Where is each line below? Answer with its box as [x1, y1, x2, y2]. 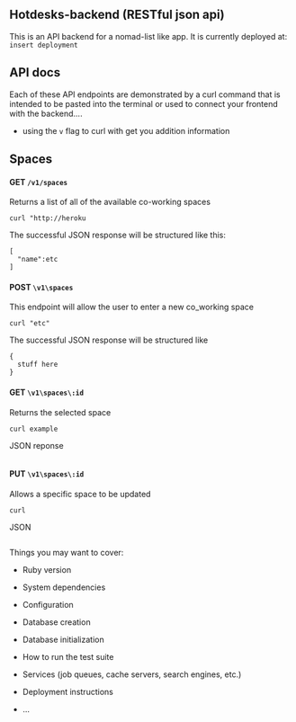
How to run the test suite [22, 651, 114, 662]
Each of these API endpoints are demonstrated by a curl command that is [9, 89, 281, 100]
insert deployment [9, 40, 78, 49]
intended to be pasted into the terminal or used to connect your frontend [9, 98, 279, 109]
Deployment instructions [22, 686, 114, 697]
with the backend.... [9, 108, 83, 119]
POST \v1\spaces [9, 281, 74, 292]
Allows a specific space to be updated [9, 488, 151, 499]
